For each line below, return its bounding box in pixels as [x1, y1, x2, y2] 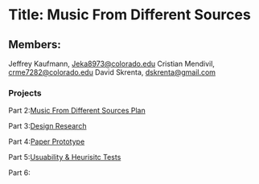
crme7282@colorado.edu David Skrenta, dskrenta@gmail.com [8, 67, 216, 77]
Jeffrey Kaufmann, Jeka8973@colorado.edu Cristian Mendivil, [8, 59, 216, 68]
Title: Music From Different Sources [8, 6, 251, 24]
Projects [8, 87, 42, 98]
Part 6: [8, 168, 31, 178]
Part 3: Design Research [8, 121, 87, 131]
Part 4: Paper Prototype [8, 137, 85, 146]
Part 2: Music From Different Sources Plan [8, 106, 146, 116]
